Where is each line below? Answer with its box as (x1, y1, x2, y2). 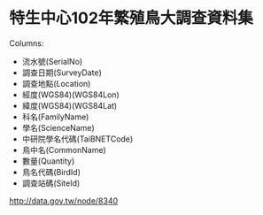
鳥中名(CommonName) (21, 144, 106, 155)
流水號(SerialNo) (21, 56, 83, 66)
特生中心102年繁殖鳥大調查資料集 (9, 8, 254, 28)
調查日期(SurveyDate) (21, 67, 102, 78)
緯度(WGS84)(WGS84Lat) (21, 100, 118, 111)
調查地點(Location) (21, 78, 91, 88)
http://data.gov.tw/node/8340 (9, 196, 119, 206)
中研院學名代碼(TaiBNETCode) (21, 134, 134, 144)
